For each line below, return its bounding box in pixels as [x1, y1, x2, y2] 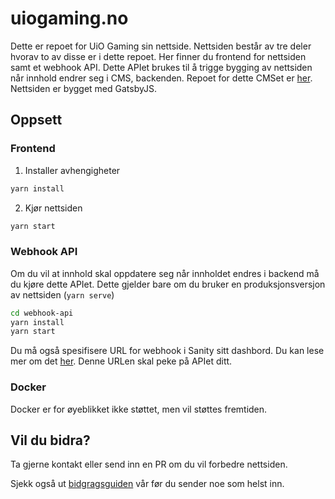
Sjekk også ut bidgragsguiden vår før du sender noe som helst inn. [10, 478, 285, 490]
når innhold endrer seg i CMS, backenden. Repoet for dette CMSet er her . [10, 72, 313, 84]
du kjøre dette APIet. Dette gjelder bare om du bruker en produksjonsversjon [10, 278, 326, 290]
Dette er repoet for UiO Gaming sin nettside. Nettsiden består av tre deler [10, 40, 312, 52]
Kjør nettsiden [24, 202, 83, 214]
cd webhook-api [10, 308, 74, 318]
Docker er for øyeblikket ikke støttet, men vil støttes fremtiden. [10, 403, 268, 415]
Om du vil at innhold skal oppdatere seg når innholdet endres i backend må [10, 267, 320, 279]
